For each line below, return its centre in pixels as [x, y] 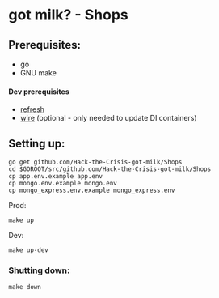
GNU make [38, 73]
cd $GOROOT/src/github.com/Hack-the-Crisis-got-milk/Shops [110, 169]
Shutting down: [39, 270]
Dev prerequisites [39, 92]
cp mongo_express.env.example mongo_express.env [92, 191]
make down [25, 287]
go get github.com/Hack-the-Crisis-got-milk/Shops [95, 162]
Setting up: [37, 143]
